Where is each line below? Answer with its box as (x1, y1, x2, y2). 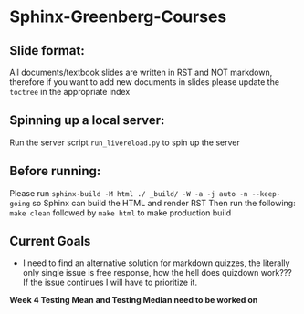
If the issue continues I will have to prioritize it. (22, 277, 198, 288)
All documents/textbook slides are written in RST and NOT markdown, (9, 67, 273, 78)
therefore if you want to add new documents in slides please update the (9, 77, 280, 88)
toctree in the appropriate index (9, 87, 131, 97)
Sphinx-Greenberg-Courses (9, 6, 227, 27)
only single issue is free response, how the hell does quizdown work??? (22, 267, 292, 278)
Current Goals (9, 234, 91, 249)
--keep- (251, 189, 281, 198)
